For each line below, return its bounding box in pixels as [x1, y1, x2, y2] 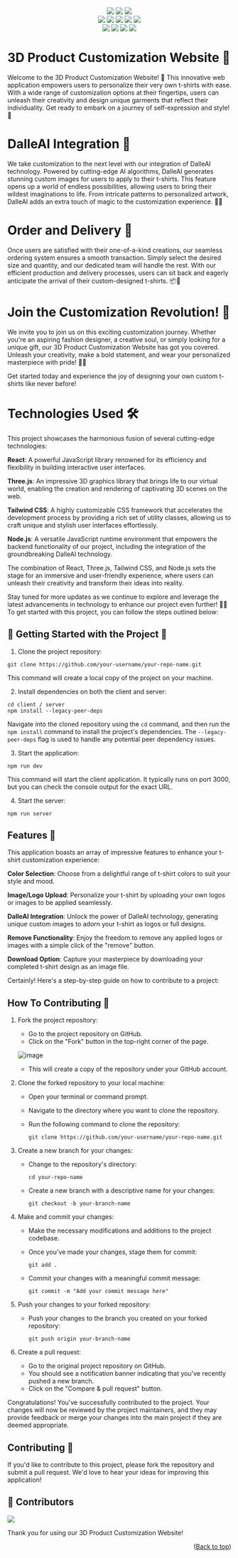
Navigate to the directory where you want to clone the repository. [28, 1107, 220, 1115]
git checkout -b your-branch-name [28, 1200, 131, 1208]
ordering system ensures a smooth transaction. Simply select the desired [7, 253, 222, 262]
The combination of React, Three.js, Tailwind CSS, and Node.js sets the [7, 563, 217, 572]
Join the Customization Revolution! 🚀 [7, 304, 231, 320]
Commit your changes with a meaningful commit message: [28, 1274, 201, 1282]
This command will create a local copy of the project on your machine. [7, 673, 214, 682]
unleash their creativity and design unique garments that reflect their [7, 95, 209, 104]
